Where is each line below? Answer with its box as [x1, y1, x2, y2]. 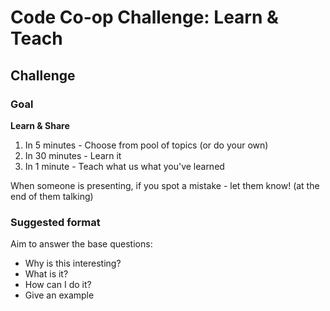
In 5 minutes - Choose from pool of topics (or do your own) [24, 139, 269, 151]
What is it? [24, 268, 69, 280]
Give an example [24, 289, 95, 301]
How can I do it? [24, 279, 92, 291]
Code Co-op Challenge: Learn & [10, 6, 279, 29]
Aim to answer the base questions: [10, 238, 153, 250]
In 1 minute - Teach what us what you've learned [24, 160, 225, 172]
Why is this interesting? [24, 257, 122, 270]
